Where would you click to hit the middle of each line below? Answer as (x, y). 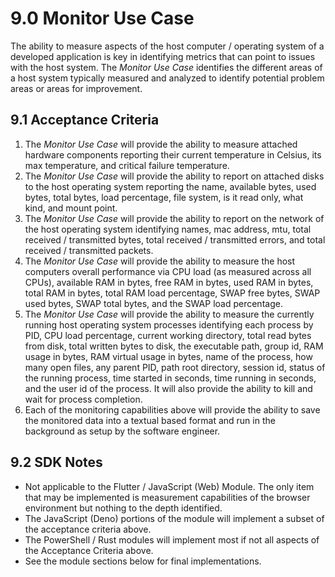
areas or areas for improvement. (76, 88)
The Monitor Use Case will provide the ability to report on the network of (174, 218)
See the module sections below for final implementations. (143, 561)
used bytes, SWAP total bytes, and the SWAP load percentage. (153, 303)
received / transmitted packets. (89, 250)
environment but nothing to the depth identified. (123, 508)
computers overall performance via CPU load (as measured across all (168, 271)
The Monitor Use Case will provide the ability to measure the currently (169, 314)
